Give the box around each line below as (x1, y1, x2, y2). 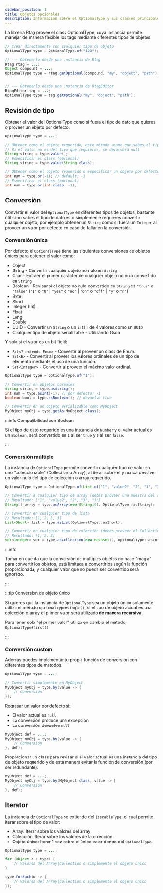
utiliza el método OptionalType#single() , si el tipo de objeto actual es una (5, 605, 152, 611)
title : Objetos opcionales (5, 12, 60, 17)
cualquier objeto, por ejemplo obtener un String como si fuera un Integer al (5, 219, 157, 225)
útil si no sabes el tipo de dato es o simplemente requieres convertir (5, 214, 141, 220)
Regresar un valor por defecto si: (5, 703, 71, 708)
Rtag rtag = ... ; (5, 62, 40, 67)
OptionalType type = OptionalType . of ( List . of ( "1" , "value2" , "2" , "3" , (5, 484, 153, 489)
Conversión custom (5, 646, 52, 653)
